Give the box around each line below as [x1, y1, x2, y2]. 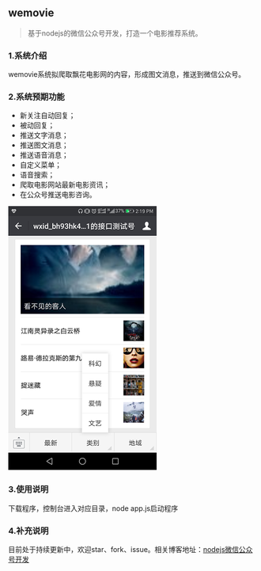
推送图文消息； [19, 140, 69, 150]
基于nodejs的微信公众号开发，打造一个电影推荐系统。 [27, 28, 202, 38]
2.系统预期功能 [8, 91, 65, 102]
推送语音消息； [19, 150, 69, 160]
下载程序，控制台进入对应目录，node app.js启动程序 [8, 503, 179, 513]
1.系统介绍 [8, 50, 47, 61]
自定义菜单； [19, 160, 62, 169]
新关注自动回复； [19, 111, 76, 120]
